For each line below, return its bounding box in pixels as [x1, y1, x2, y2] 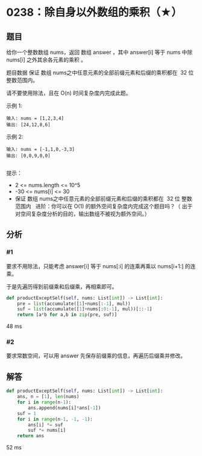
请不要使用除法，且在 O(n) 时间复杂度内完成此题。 [6, 89, 131, 97]
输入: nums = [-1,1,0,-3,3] [6, 146, 75, 152]
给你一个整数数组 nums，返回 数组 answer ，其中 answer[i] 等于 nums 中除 [6, 49, 193, 56]
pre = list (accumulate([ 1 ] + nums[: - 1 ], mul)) [17, 300, 131, 307]
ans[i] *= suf [28, 422, 63, 428]
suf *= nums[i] [28, 427, 66, 434]
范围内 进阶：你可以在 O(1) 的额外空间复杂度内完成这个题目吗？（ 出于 [14, 203, 193, 210]
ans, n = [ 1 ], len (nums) [17, 394, 80, 400]
